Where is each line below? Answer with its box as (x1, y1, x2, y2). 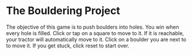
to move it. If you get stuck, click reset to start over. (6, 42, 130, 49)
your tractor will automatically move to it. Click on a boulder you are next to (6, 36, 187, 43)
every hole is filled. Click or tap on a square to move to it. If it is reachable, (6, 29, 184, 36)
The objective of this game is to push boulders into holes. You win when (6, 23, 179, 30)
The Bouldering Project (6, 4, 121, 18)
